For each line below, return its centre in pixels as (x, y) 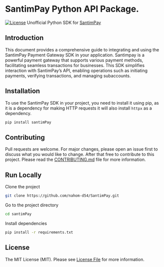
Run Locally (23, 175)
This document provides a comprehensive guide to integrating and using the (82, 49)
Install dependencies (26, 223)
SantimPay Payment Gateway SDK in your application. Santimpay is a (75, 55)
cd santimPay (18, 214)
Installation (23, 91)
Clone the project (23, 187)
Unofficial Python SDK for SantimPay (64, 22)
